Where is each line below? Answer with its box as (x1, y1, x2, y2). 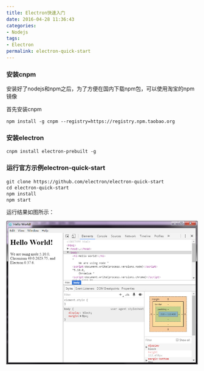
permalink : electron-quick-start (6, 49, 91, 55)
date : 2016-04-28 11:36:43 (6, 16, 75, 22)
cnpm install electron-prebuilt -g (6, 149, 97, 155)
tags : (6, 35, 20, 42)
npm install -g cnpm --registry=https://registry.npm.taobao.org (6, 118, 175, 124)
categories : (6, 22, 36, 29)
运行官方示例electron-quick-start (6, 164, 106, 172)
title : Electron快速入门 (6, 10, 66, 16)
